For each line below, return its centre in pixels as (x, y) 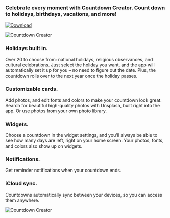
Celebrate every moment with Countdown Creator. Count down (85, 8)
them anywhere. (22, 200)
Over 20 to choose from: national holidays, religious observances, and (79, 59)
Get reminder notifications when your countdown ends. (63, 171)
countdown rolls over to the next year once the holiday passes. (71, 76)
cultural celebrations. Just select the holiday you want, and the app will (80, 65)
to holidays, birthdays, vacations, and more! (61, 14)
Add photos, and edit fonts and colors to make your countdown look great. (83, 100)
